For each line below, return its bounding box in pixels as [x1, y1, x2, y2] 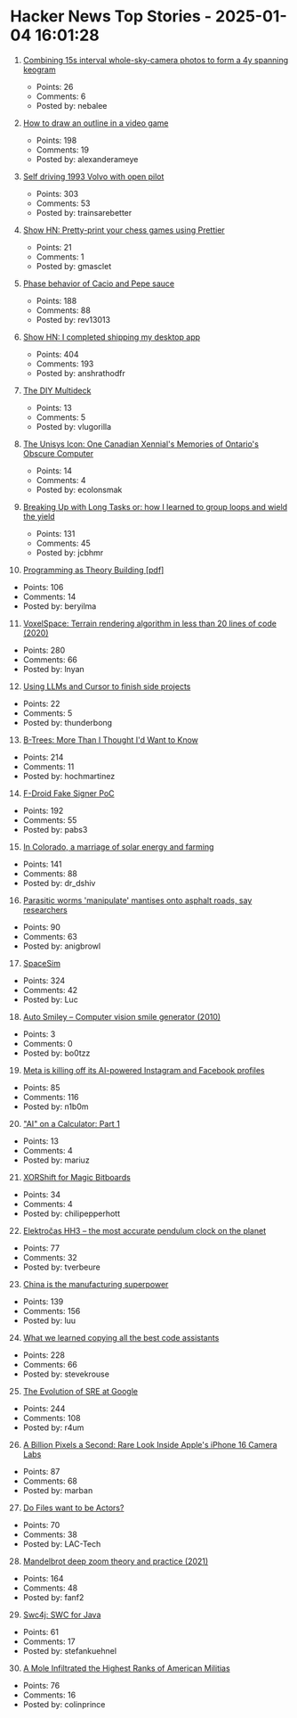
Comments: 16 [22, 1689, 76, 1700]
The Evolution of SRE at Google [22, 1385, 139, 1396]
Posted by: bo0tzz [22, 1048, 91, 1058]
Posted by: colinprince [22, 1698, 106, 1709]
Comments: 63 [22, 931, 78, 941]
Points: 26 [36, 81, 74, 92]
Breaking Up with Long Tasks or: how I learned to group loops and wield [22, 501, 288, 512]
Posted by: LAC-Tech [22, 1538, 101, 1549]
